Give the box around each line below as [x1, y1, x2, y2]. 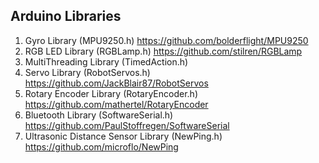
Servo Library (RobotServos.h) [24, 66, 151, 78]
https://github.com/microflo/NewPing [24, 140, 179, 153]
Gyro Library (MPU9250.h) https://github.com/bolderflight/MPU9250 [24, 34, 309, 46]
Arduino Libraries [10, 8, 122, 25]
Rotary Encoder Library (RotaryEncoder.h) [24, 87, 198, 99]
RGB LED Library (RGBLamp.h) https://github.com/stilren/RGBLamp [24, 45, 303, 57]
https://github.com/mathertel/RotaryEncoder [24, 98, 209, 110]
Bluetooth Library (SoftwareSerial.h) [24, 109, 174, 121]
